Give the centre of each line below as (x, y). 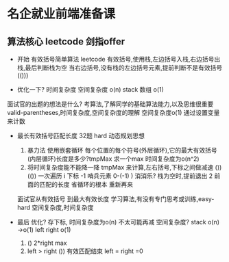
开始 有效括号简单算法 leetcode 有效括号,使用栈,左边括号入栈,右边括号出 (119, 59)
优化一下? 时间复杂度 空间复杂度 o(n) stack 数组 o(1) (91, 89)
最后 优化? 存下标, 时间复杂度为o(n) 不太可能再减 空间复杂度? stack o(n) (118, 222)
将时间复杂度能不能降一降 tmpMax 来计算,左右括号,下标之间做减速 (120, 167)
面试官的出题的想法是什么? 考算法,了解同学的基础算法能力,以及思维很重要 (110, 104)
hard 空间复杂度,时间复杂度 (55, 207)
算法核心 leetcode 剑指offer (66, 41)
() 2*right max (47, 243)
